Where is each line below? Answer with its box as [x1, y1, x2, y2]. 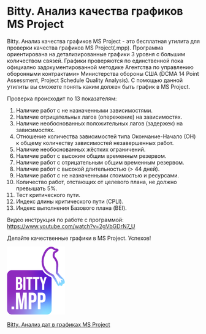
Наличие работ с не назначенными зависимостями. [15, 106, 153, 114]
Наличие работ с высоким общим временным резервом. [15, 152, 167, 160]
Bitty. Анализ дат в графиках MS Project [7, 321, 110, 328]
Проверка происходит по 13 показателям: [7, 95, 117, 102]
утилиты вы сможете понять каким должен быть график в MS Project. [7, 83, 191, 90]
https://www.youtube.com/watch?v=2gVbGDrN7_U [7, 222, 135, 230]
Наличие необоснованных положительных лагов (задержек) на [15, 119, 183, 127]
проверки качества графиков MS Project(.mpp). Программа [7, 44, 164, 51]
